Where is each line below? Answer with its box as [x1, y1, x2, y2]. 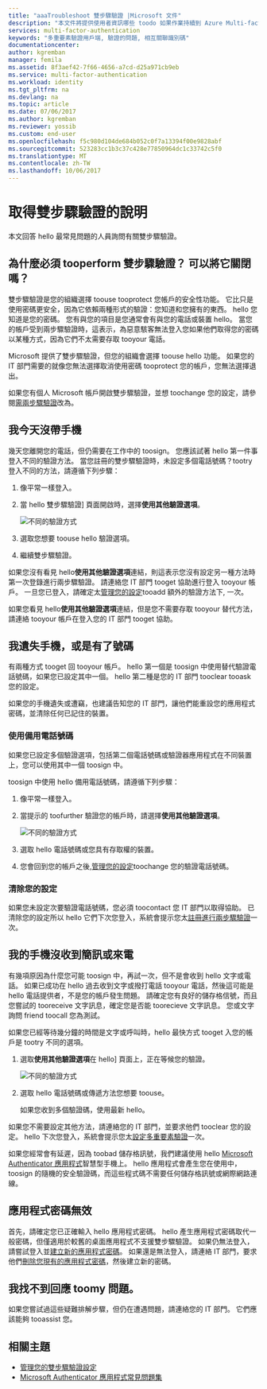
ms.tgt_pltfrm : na [8, 85, 69, 94]
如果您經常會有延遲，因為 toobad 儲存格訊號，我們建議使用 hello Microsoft [8, 1148, 253, 1158]
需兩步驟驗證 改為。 [15, 398, 78, 407]
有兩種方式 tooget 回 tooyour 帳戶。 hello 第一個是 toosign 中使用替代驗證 [8, 662, 250, 672]
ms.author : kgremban [8, 115, 77, 123]
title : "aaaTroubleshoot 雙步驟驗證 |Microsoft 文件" [8, 11, 182, 20]
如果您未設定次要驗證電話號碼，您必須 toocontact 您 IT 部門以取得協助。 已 [8, 902, 255, 912]
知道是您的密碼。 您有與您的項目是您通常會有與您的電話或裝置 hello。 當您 [8, 314, 253, 324]
